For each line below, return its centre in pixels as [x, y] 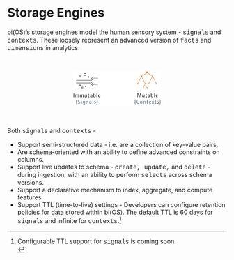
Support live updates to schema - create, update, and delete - [114, 167]
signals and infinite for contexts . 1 [69, 220]
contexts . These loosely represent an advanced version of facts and [109, 40]
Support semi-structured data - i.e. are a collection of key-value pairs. [118, 145]
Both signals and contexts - [52, 131]
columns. [30, 160]
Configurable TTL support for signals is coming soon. [96, 241]
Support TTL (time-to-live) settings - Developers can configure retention [121, 205]
